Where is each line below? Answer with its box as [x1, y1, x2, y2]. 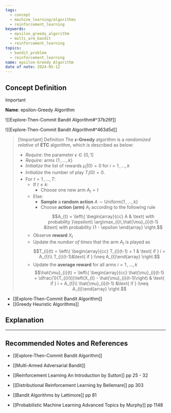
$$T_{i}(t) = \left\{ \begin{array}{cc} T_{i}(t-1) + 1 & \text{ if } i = [33, 248, 166, 254]
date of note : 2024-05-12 [5, 64, 60, 69]
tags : [5, 7, 17, 13]
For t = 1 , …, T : [25, 176, 56, 182]
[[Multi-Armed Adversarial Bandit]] [12, 362, 85, 369]
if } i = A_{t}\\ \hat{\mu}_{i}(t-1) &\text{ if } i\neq [50, 280, 149, 286]
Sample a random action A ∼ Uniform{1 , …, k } [40, 199, 138, 205]
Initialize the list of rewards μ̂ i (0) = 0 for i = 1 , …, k [25, 162, 130, 170]
